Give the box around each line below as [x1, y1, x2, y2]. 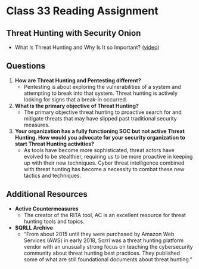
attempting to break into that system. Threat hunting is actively [23, 89, 178, 97]
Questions [6, 61, 46, 71]
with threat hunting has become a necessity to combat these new [23, 165, 185, 172]
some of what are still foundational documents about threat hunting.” [23, 255, 192, 263]
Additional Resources [6, 189, 88, 199]
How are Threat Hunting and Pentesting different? [14, 76, 141, 84]
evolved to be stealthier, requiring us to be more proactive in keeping [23, 153, 193, 160]
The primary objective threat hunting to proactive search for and [23, 109, 182, 116]
